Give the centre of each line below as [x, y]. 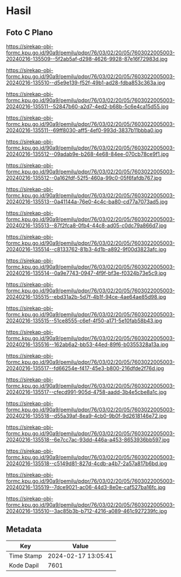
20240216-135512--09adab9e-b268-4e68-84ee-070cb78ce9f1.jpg [88, 154]
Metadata [24, 529]
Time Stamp [26, 556]
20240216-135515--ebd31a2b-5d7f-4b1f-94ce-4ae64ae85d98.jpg [86, 297]
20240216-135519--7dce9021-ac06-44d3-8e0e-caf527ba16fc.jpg [86, 487]
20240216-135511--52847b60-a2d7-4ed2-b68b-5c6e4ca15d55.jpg [88, 106]
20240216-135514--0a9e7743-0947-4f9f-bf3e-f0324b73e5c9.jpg [86, 273]
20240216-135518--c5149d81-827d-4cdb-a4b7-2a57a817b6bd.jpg [87, 463]
